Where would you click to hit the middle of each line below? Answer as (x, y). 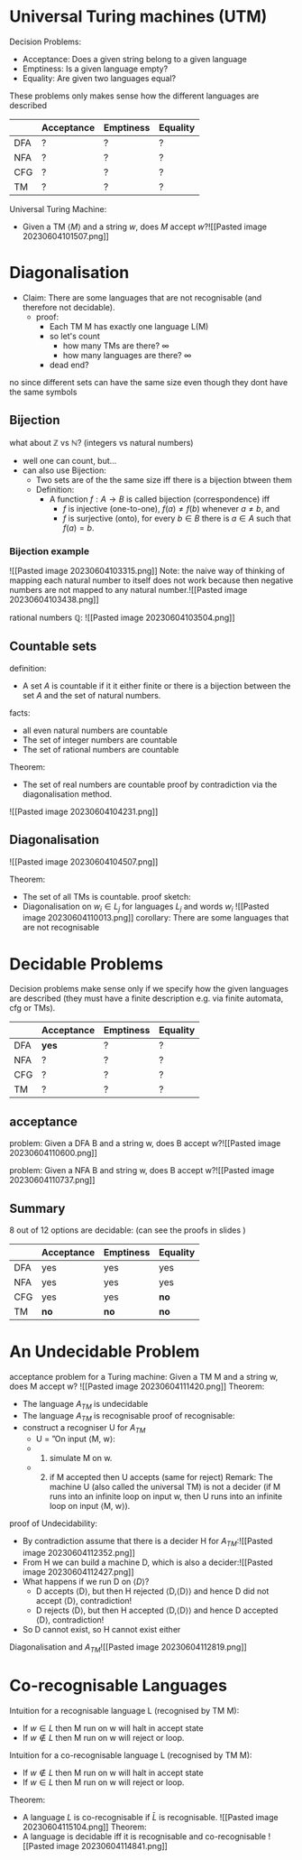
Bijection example (50, 551)
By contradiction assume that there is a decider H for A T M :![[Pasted (147, 1542)
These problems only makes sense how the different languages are (134, 96)
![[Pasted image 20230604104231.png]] (84, 811)
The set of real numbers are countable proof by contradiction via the (150, 784)
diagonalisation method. (67, 794)
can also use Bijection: (64, 470)
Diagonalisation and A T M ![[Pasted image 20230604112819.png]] (128, 1648)
